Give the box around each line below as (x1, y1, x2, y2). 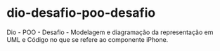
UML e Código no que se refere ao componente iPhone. (6, 35, 169, 43)
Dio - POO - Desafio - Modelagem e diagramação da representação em (6, 28, 214, 36)
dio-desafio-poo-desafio (6, 5, 156, 21)
